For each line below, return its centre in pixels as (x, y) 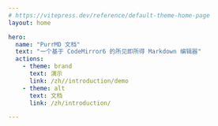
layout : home (30, 23)
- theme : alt (44, 88)
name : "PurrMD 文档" (48, 44)
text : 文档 (46, 95)
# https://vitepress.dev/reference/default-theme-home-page (109, 15)
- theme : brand (47, 67)
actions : (30, 59)
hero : (17, 37)
